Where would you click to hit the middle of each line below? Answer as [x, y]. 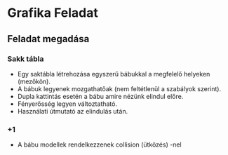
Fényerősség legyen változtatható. [67, 104]
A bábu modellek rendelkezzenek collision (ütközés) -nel [99, 144]
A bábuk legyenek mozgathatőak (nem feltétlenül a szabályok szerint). [119, 88]
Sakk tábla [26, 59]
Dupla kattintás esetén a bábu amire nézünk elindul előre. [100, 96]
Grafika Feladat [53, 13]
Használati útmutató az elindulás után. [73, 111]
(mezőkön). [34, 81]
